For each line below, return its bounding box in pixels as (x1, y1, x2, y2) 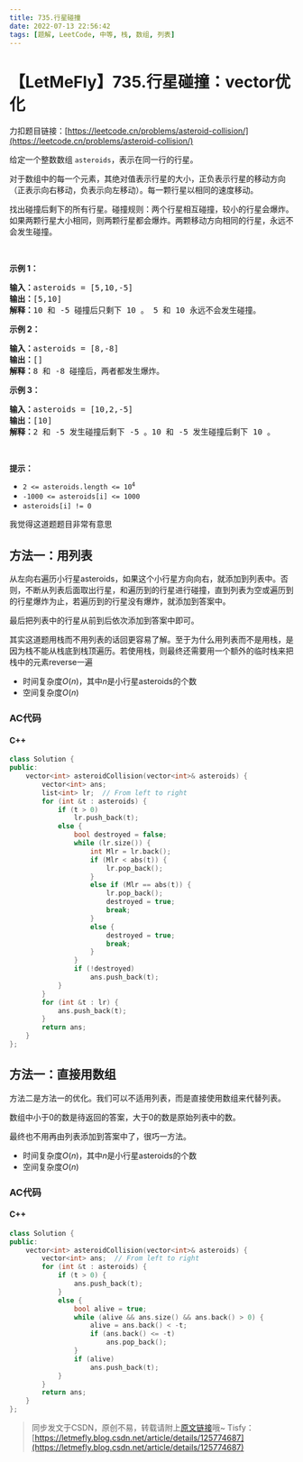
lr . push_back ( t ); (73, 813, 140, 823)
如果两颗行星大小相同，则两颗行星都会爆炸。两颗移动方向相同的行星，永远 (9, 215, 286, 226)
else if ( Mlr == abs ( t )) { (89, 881, 192, 890)
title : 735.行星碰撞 (9, 13, 81, 23)
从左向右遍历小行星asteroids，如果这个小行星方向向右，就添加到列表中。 (9, 573, 281, 584)
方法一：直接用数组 (9, 1067, 116, 1083)
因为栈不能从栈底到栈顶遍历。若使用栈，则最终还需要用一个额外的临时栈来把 (9, 645, 294, 656)
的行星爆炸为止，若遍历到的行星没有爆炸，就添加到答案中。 (9, 596, 231, 607)
